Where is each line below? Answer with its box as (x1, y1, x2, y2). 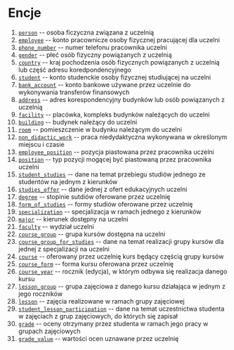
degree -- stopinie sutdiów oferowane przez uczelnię (18, 192, 171, 201)
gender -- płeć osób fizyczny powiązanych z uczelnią (18, 51, 172, 59)
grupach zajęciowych (18, 327, 81, 335)
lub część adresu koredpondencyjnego (18, 65, 132, 74)
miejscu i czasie (18, 140, 65, 148)
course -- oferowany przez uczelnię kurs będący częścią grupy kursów (18, 252, 224, 261)
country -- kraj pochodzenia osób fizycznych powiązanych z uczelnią (18, 58, 220, 66)
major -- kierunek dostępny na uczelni (18, 214, 129, 223)
